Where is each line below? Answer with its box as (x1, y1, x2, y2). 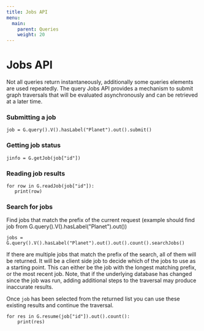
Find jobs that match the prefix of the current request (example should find (6, 217, 195, 224)
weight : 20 (17, 32, 45, 38)
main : (12, 20, 26, 26)
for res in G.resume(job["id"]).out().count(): (6, 313, 130, 320)
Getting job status (6, 141, 61, 150)
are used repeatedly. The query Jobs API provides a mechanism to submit (6, 85, 194, 92)
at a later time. (6, 98, 43, 105)
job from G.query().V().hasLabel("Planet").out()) (6, 223, 127, 230)
